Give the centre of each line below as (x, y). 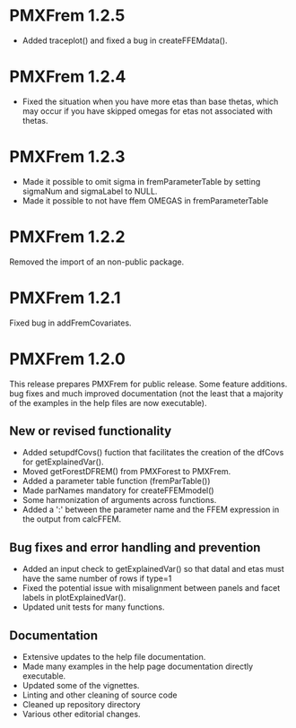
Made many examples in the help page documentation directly (138, 667)
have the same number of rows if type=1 (97, 578)
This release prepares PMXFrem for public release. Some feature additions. (148, 384)
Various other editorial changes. (81, 715)
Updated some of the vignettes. (81, 686)
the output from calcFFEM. (72, 519)
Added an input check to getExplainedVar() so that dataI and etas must (153, 569)
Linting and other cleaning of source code (100, 695)
